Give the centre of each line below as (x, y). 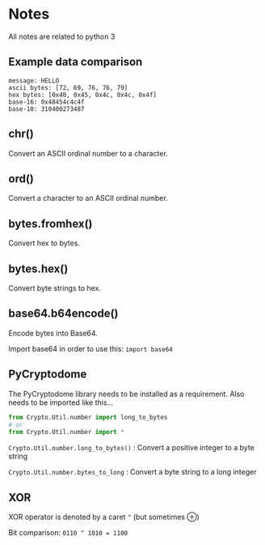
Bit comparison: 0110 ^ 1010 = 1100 (68, 533)
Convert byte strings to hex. (55, 288)
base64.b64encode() (63, 314)
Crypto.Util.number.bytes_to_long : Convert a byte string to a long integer (132, 472)
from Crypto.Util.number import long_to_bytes (88, 417)
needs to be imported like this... (61, 402)
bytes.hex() (38, 268)
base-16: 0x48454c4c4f (46, 102)
